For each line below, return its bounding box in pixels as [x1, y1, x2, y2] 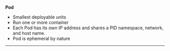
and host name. [12, 30, 46, 36]
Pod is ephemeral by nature [12, 35, 70, 41]
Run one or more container [12, 20, 69, 25]
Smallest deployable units [12, 14, 67, 20]
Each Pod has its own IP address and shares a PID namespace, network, [12, 25, 163, 31]
